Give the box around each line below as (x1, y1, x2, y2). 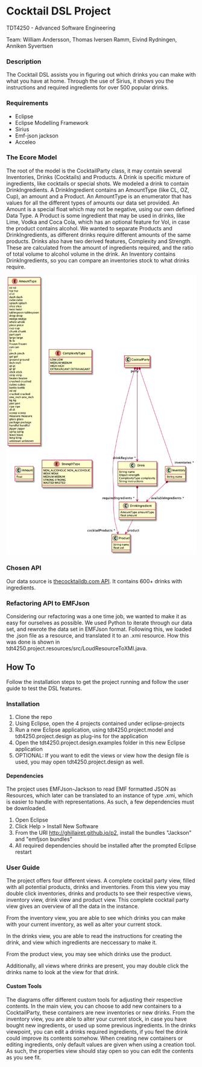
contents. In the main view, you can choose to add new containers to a (6, 1002, 182, 1010)
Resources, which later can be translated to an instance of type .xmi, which (6, 792, 193, 799)
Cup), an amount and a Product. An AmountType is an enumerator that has (6, 192, 192, 200)
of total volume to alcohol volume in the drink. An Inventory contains (6, 250, 176, 258)
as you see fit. (6, 1054, 42, 1061)
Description (6, 57, 42, 66)
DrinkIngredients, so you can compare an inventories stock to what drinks (6, 256, 190, 264)
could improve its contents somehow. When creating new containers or (6, 1034, 183, 1042)
